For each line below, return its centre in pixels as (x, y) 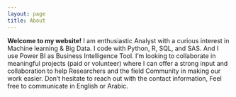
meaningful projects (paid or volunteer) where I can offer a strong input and (118, 63)
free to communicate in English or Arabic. (68, 86)
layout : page (27, 14)
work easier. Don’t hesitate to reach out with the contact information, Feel (114, 78)
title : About (27, 21)
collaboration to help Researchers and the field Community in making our (114, 71)
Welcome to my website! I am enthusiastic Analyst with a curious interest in (118, 40)
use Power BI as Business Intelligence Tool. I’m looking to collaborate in (112, 56)
